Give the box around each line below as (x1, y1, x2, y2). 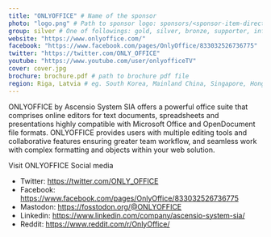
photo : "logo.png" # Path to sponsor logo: (8, 19, 157, 28)
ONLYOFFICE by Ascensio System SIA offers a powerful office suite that (8, 102, 248, 112)
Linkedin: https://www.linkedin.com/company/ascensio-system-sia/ (19, 210, 245, 220)
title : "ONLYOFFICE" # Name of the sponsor (8, 11, 157, 20)
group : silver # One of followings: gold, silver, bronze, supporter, (8, 27, 251, 35)
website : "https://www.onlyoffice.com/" (8, 34, 147, 43)
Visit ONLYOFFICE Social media (8, 160, 114, 170)
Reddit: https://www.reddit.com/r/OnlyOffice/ (19, 219, 171, 229)
